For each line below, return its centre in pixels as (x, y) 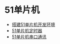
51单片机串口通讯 (29, 37)
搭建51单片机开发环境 (33, 24)
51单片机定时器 (27, 30)
